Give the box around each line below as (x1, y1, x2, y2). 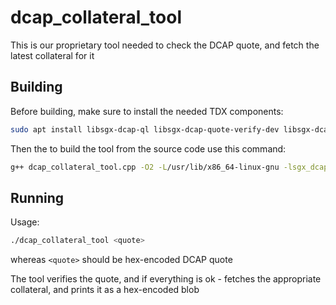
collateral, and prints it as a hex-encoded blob (10, 284, 200, 296)
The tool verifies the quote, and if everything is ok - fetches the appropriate (10, 273, 322, 285)
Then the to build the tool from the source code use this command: (10, 142, 287, 155)
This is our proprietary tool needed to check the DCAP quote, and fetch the (10, 39, 320, 51)
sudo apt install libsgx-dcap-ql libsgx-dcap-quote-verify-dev (10, 124, 280, 135)
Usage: (10, 216, 40, 228)
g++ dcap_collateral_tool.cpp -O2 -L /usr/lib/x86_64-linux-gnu (10, 162, 280, 172)
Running (10, 189, 65, 206)
